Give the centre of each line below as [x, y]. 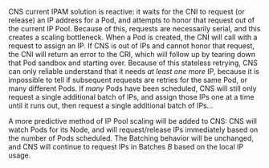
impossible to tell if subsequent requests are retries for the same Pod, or [128, 80]
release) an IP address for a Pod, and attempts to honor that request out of [132, 20]
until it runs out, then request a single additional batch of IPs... [111, 105]
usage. [20, 155]
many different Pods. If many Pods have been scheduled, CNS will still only [132, 88]
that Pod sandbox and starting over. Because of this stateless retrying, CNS [133, 63]
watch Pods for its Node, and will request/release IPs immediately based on [133, 129]
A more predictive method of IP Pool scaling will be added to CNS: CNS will [132, 121]
